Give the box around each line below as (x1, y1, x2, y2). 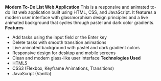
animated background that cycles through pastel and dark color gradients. (5, 20, 155, 25)
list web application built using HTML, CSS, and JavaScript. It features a (11, 9, 157, 15)
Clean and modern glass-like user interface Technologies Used (12, 55, 141, 61)
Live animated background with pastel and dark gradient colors (12, 45, 140, 50)
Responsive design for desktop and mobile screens (12, 50, 116, 56)
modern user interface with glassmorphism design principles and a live (5, 15, 148, 20)
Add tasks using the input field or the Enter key (12, 34, 107, 40)
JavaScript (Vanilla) (12, 71, 52, 76)
